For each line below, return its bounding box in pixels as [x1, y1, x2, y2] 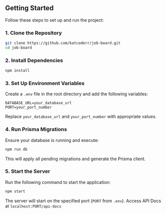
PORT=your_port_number [5, 105, 52, 110]
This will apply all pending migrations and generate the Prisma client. [5, 156, 146, 162]
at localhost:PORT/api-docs [5, 203, 62, 209]
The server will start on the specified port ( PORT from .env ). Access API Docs [5, 198, 162, 204]
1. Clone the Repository [5, 29, 62, 36]
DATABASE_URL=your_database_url [5, 101, 72, 106]
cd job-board [5, 45, 32, 50]
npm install [5, 68, 30, 73]
